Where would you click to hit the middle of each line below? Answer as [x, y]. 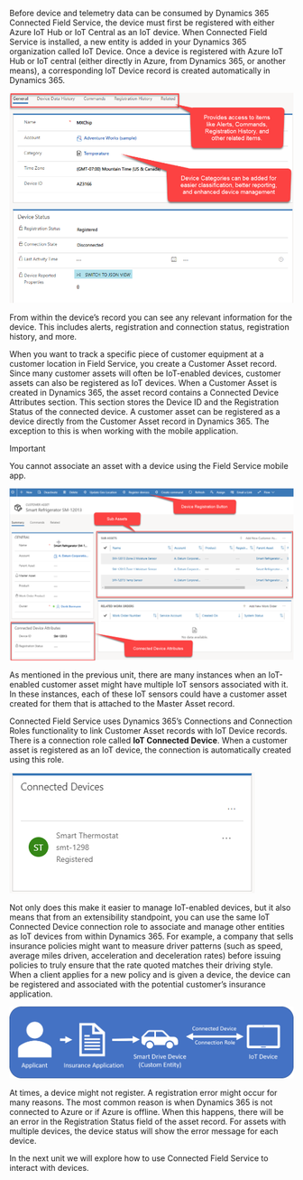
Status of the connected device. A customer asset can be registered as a [145, 411]
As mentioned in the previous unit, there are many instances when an [138, 675]
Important [28, 448]
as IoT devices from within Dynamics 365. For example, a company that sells [151, 937]
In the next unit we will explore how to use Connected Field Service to [139, 1158]
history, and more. [43, 336]
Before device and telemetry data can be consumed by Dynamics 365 [139, 13]
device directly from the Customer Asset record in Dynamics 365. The [139, 421]
